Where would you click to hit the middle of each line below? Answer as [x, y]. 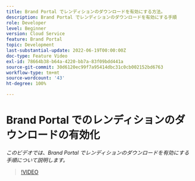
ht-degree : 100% [26, 84]
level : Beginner [26, 28]
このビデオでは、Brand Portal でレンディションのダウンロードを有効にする [97, 152]
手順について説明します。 [37, 160]
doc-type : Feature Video [37, 56]
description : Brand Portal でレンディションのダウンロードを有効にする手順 [92, 17]
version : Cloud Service [36, 34]
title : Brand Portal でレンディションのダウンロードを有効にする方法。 [86, 12]
